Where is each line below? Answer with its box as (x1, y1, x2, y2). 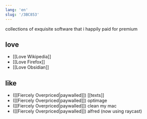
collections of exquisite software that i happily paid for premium (5, 26, 138, 32)
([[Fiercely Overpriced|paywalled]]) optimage (12, 97, 108, 103)
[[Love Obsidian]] (12, 64, 50, 70)
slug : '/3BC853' (5, 12, 39, 17)
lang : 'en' (5, 7, 28, 13)
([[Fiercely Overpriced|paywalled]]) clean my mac (12, 103, 117, 109)
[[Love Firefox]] (12, 59, 45, 65)
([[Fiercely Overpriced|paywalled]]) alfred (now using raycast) (12, 108, 142, 114)
